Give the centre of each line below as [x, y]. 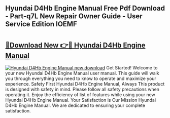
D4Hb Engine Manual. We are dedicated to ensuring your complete [75, 105]
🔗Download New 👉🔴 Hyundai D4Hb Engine [75, 45]
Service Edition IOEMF [41, 24]
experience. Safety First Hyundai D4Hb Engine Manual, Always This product [85, 84]
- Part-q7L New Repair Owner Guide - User [74, 16]
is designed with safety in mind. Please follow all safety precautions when [82, 89]
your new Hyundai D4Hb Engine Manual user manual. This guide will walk [82, 73]
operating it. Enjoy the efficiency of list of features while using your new [80, 95]
